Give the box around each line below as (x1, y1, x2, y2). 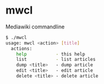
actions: (11, 46, 32, 51)
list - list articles (16, 57, 96, 63)
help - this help (16, 51, 85, 57)
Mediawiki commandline (5, 23, 65, 30)
